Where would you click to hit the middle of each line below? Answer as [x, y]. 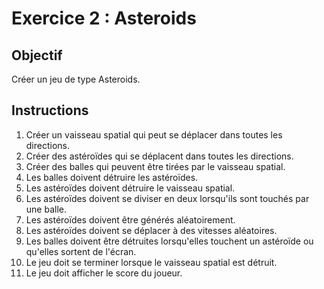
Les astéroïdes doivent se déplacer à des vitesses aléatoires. [151, 230]
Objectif [37, 55]
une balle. [46, 209]
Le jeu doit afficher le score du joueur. [104, 273]
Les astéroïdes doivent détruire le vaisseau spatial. [130, 188]
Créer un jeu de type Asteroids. [76, 79]
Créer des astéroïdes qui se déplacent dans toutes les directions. [159, 156]
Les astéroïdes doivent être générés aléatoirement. [130, 219]
